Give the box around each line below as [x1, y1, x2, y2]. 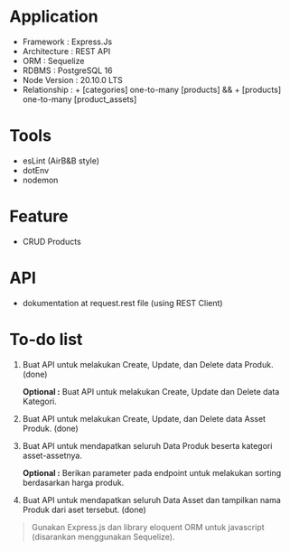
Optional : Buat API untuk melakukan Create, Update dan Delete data [22, 386, 280, 397]
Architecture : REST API [22, 45, 111, 56]
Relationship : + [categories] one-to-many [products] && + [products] [22, 84, 282, 95]
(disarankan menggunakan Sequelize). [31, 531, 175, 542]
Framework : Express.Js [22, 36, 113, 47]
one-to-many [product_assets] [22, 93, 137, 105]
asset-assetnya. [22, 450, 83, 461]
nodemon [22, 174, 59, 185]
